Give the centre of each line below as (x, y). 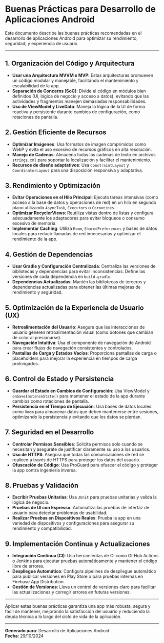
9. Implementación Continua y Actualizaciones (78, 544)
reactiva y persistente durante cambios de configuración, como (76, 112)
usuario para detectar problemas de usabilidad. (60, 513)
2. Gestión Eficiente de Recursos (56, 133)
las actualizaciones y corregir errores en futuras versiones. (71, 592)
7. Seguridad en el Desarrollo (50, 432)
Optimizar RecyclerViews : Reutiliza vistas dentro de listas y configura (83, 213)
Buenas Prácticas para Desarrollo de (81, 9)
